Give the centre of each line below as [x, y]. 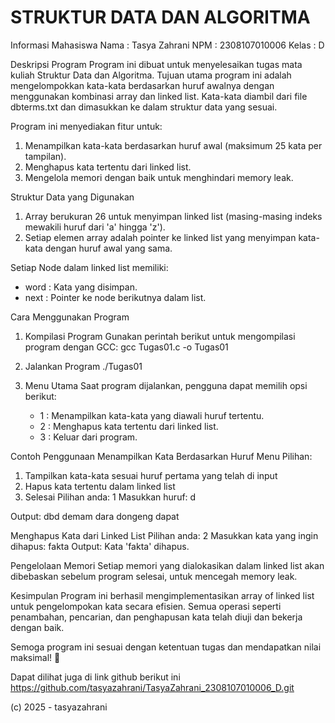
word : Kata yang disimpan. [81, 287]
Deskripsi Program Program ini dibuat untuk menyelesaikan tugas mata [156, 64]
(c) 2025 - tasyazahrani [59, 707]
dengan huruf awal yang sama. [108, 248]
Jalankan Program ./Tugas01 [83, 366]
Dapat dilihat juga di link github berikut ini [95, 677]
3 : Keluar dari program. [88, 437]
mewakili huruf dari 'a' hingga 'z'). [95, 227]
